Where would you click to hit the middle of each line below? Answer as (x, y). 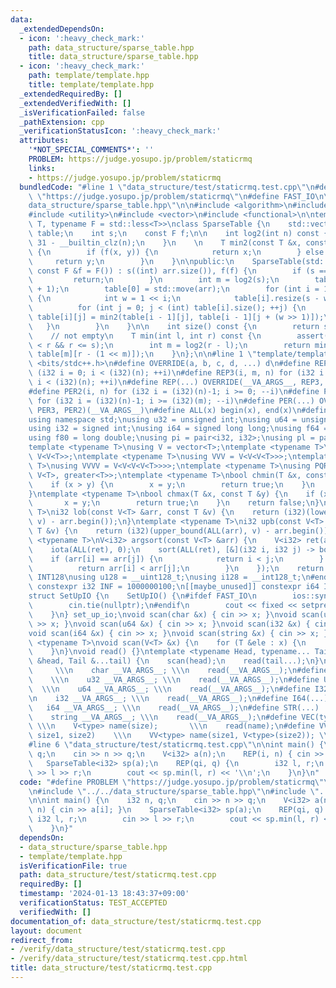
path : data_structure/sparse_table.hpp (111, 47)
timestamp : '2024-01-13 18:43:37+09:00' (104, 894)
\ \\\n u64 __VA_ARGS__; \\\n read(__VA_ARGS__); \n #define (169, 689)
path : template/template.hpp (89, 76)
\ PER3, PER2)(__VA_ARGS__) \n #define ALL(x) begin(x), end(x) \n (165, 410)
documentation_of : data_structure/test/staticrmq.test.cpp (136, 921)
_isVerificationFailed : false (82, 112)
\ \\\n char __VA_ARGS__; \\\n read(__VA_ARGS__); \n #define (178, 671)
